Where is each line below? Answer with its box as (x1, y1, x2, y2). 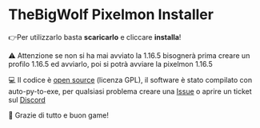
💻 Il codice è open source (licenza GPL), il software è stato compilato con (8, 75, 253, 84)
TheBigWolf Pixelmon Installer (8, 6, 214, 24)
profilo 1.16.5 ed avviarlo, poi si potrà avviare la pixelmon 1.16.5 (8, 59, 214, 68)
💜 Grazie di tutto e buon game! (8, 110, 110, 120)
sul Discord (8, 95, 46, 104)
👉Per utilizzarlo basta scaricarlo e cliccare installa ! (8, 32, 182, 41)
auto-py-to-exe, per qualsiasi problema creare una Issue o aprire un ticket (8, 86, 252, 96)
